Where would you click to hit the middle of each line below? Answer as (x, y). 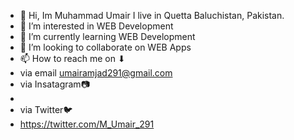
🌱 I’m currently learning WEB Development (107, 36)
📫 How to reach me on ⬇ (72, 58)
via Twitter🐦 (46, 109)
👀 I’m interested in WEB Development (96, 26)
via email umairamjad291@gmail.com (96, 73)
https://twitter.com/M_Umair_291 (87, 124)
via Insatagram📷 (54, 84)
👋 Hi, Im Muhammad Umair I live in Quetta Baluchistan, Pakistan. (152, 15)
